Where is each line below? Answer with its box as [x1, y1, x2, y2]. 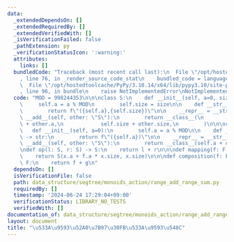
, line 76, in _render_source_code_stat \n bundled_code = [19, 75, 201, 82]
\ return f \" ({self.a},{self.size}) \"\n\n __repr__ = [19, 107, 210, 114]
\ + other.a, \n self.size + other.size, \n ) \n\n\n [19, 120, 226, 128]
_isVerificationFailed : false [13, 36, 101, 43]
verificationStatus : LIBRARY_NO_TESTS [13, 198, 127, 206]
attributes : [13, 56, 49, 63]
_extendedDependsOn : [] [13, 17, 82, 24]
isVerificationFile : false [13, 172, 92, 179]
